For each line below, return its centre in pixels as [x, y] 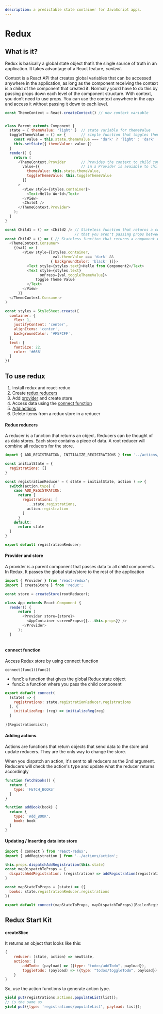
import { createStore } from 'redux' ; [44, 585]
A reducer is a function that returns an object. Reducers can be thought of [79, 436]
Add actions [24, 408]
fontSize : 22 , [28, 347]
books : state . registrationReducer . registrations [59, 891]
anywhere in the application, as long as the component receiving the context [81, 83]
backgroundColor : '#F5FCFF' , [43, 334]
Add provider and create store [42, 398]
